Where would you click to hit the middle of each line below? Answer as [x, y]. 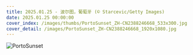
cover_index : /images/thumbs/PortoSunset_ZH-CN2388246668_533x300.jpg [97, 23]
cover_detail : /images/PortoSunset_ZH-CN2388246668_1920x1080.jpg [91, 29]
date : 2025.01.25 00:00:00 [40, 18]
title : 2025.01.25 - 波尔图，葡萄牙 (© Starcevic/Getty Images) [85, 12]
